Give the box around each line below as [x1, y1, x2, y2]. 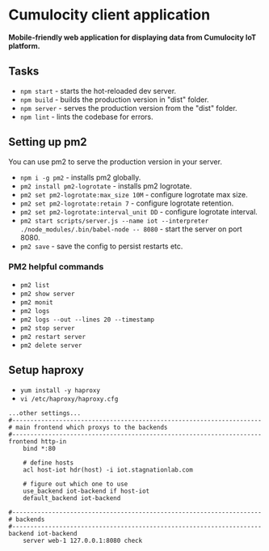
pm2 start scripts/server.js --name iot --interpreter [19, 217, 209, 225]
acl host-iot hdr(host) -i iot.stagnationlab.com [23, 465, 194, 474]
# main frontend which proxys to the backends [8, 423, 168, 431]
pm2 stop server [19, 324, 75, 333]
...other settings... [8, 409, 82, 417]
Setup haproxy [8, 363, 85, 377]
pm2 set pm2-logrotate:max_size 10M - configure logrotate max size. [19, 189, 248, 199]
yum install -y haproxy [19, 386, 101, 394]
